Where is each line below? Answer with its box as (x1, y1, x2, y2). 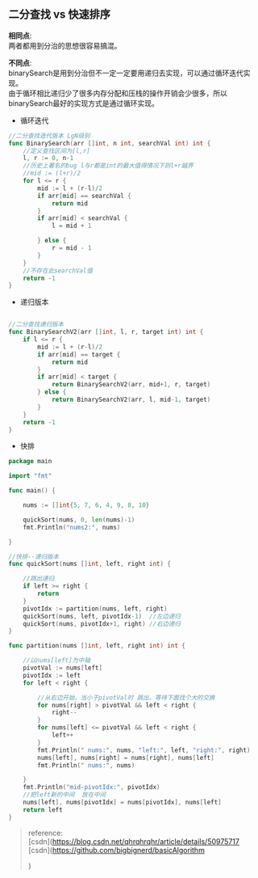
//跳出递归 (23, 575, 55, 583)
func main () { (8, 487, 56, 495)
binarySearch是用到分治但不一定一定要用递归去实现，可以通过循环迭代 (8, 68, 243, 78)
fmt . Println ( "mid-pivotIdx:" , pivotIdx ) (23, 783, 160, 791)
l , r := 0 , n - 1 (23, 154, 74, 163)
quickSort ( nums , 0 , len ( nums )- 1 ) (23, 516, 135, 524)
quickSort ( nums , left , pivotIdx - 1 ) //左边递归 (23, 612, 181, 620)
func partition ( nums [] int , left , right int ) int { (8, 642, 185, 650)
